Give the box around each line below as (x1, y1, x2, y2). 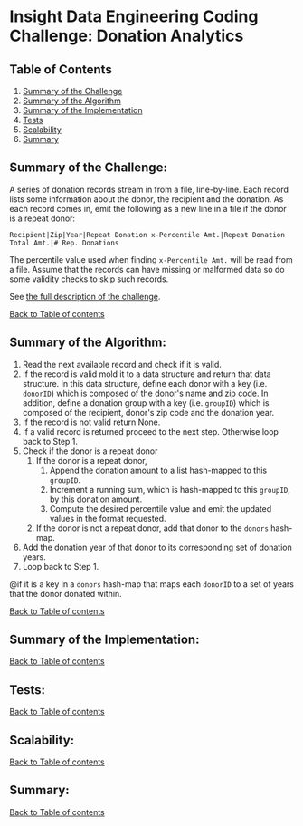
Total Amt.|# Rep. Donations (9, 238, 119, 247)
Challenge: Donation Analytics (9, 25, 244, 46)
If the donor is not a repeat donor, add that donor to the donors (35, 523, 270, 533)
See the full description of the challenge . (9, 291, 161, 302)
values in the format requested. (49, 513, 166, 523)
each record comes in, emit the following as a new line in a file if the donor (9, 203, 287, 214)
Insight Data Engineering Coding (9, 6, 259, 27)
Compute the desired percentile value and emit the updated (49, 503, 272, 514)
